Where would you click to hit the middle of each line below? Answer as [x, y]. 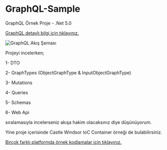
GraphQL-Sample [43, 9]
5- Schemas [18, 102]
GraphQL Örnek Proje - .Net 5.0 [39, 23]
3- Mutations [19, 82]
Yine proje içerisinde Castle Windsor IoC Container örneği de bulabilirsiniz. [84, 132]
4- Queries [17, 92]
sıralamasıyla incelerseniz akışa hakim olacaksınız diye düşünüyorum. [79, 122]
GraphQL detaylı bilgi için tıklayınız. [42, 33]
